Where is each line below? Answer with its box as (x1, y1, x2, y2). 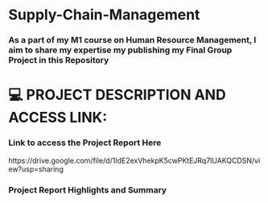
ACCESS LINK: (8, 109, 107, 126)
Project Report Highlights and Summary (8, 184, 167, 195)
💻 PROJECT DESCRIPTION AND (8, 86, 227, 104)
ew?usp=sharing (8, 164, 64, 174)
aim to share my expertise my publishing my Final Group (8, 44, 233, 56)
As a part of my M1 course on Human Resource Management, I (8, 35, 257, 46)
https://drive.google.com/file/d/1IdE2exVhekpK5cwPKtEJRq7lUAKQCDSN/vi (8, 155, 261, 165)
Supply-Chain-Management (8, 6, 200, 24)
